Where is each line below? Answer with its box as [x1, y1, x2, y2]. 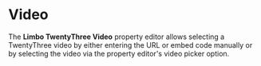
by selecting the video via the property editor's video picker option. [8, 49, 230, 58]
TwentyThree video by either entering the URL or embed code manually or [8, 40, 253, 49]
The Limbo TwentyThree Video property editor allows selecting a [8, 32, 225, 41]
